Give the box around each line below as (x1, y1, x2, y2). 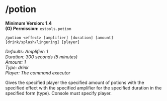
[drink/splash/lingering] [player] (5, 39, 80, 45)
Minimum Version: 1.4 (5, 20, 52, 26)
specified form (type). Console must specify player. (5, 90, 112, 96)
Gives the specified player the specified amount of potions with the (5, 79, 144, 85)
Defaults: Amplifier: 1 (5, 48, 49, 54)
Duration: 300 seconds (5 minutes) (5, 54, 78, 60)
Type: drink (5, 64, 29, 70)
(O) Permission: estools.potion (5, 25, 71, 31)
